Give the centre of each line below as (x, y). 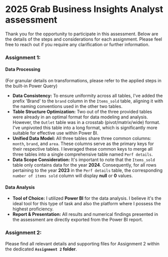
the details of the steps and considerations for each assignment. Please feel (83, 39)
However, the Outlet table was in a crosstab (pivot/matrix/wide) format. (86, 122)
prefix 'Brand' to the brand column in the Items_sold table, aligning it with (88, 101)
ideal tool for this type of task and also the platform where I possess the (87, 204)
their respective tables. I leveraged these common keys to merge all (82, 149)
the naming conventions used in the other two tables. (67, 106)
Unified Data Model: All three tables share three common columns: (82, 139)
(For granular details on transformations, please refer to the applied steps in (83, 81)
